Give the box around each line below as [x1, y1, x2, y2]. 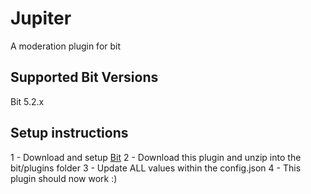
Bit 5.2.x [10, 95, 45, 107]
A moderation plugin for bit [10, 40, 122, 52]
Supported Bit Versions [10, 69, 159, 86]
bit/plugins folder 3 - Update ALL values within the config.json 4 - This [10, 162, 302, 174]
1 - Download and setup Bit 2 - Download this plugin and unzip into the [10, 151, 302, 163]
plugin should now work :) [10, 172, 118, 184]
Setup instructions [10, 125, 129, 142]
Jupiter [10, 7, 72, 30]
